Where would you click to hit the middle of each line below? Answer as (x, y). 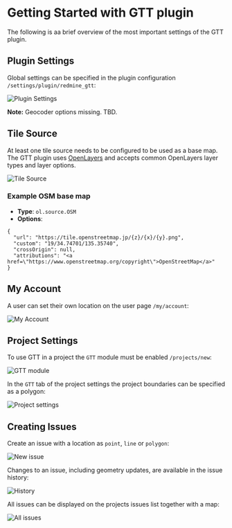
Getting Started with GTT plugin (100, 13)
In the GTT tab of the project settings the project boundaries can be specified (116, 384)
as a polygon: (27, 392)
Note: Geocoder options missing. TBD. (62, 111)
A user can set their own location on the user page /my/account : (98, 305)
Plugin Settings (41, 61)
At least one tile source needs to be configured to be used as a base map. (113, 150)
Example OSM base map (49, 197)
